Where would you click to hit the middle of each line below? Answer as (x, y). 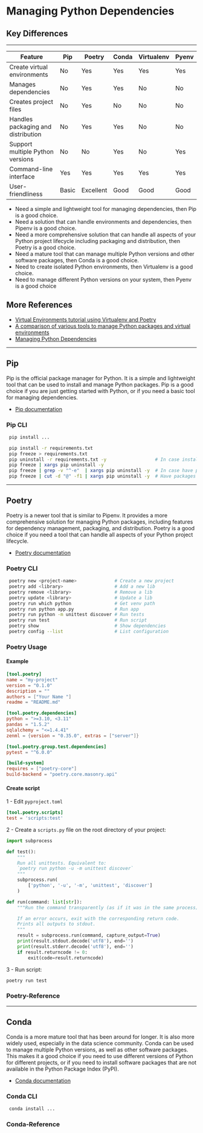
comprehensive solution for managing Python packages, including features (100, 522)
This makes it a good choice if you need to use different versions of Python (100, 1056)
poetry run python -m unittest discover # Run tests (77, 615)
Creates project (31, 102)
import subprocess (29, 841)
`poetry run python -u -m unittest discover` (76, 869)
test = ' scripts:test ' (35, 818)
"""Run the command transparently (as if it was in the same (95, 907)
